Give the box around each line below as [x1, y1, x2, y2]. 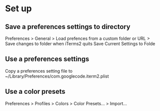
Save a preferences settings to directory [5, 23, 131, 31]
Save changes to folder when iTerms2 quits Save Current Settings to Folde [5, 41, 156, 47]
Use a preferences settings [5, 55, 90, 63]
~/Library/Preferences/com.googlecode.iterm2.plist [5, 73, 109, 79]
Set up [5, 3, 32, 14]
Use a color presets [5, 87, 66, 96]
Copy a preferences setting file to [5, 68, 72, 74]
